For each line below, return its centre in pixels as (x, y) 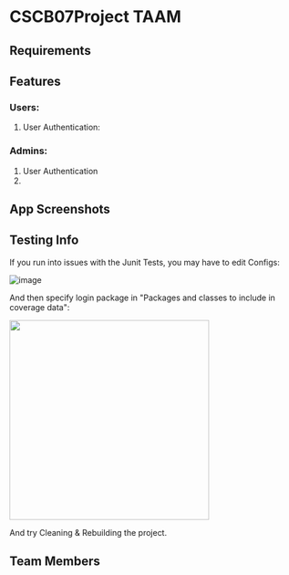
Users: (25, 107)
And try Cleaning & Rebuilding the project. (88, 532)
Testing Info (44, 240)
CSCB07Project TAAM (96, 17)
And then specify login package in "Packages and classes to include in (143, 298)
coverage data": (40, 307)
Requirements (50, 51)
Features (35, 81)
